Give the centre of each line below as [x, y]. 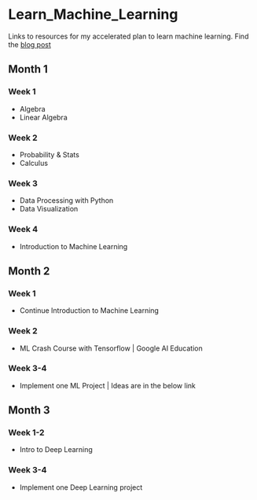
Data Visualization [49, 209]
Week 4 [23, 230]
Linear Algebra [44, 117]
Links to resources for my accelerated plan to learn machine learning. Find [128, 36]
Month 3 [29, 410]
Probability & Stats [50, 154]
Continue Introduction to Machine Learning [89, 311]
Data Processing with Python [66, 200]
